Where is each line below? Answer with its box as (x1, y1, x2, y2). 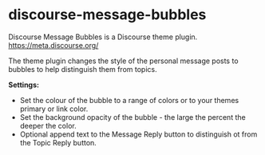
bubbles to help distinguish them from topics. (8, 64, 157, 74)
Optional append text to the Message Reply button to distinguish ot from (19, 129, 258, 139)
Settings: (8, 80, 40, 89)
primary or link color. (19, 104, 89, 113)
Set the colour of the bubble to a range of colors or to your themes (19, 95, 239, 105)
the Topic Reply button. (19, 137, 97, 147)
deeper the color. (19, 121, 77, 130)
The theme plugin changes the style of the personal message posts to (8, 56, 239, 66)
